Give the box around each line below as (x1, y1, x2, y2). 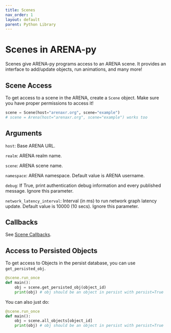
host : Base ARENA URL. (5, 142, 55, 149)
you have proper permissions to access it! (5, 100, 94, 106)
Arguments (5, 129, 42, 138)
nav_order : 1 (5, 12, 33, 17)
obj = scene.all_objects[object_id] (14, 318, 93, 323)
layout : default (5, 17, 40, 22)
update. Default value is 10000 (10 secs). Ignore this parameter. (5, 203, 139, 209)
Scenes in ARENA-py (5, 44, 97, 55)
